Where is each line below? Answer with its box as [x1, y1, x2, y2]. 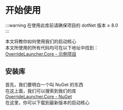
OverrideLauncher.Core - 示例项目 [5, 51, 77, 57]
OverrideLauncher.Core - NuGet [5, 93, 72, 99]
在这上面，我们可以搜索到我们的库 [5, 88, 76, 94]
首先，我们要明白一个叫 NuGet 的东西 [5, 81, 84, 87]
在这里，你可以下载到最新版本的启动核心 [5, 99, 90, 105]
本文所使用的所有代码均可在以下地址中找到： [5, 44, 99, 50]
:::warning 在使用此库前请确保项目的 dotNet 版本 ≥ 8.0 [5, 22, 118, 28]
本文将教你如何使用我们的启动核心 [5, 38, 76, 44]
